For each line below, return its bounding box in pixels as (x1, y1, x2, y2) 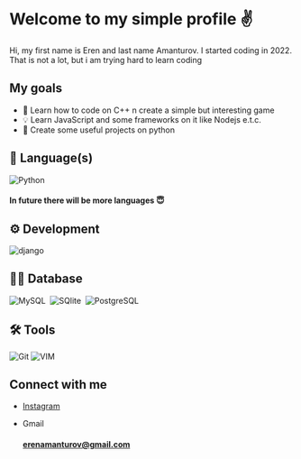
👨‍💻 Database (9, 271, 83, 287)
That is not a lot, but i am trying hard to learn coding (9, 54, 203, 65)
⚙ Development (9, 221, 101, 236)
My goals (9, 80, 63, 96)
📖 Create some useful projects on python (22, 124, 176, 135)
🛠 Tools (9, 323, 56, 338)
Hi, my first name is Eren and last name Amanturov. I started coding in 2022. (9, 44, 293, 56)
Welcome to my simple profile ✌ (9, 9, 253, 30)
